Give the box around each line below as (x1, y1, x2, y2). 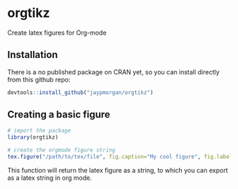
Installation (7, 49, 58, 61)
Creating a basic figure (7, 108, 110, 121)
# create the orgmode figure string (7, 147, 115, 154)
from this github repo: (7, 75, 71, 84)
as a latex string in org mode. (7, 173, 92, 182)
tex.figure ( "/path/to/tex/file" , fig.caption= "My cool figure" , (7, 154, 201, 161)
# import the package (7, 127, 72, 134)
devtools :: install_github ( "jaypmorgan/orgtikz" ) (7, 88, 154, 96)
